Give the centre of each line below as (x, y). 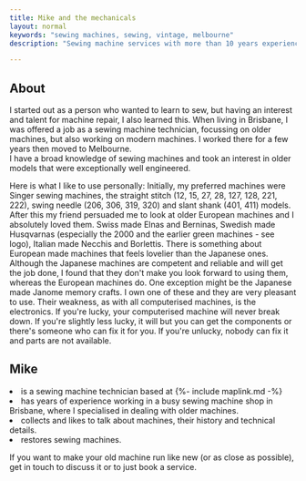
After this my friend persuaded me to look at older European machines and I (152, 215)
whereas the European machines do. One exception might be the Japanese (151, 282)
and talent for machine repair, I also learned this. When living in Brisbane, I (149, 120)
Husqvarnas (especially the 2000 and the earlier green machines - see (142, 234)
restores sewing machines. (71, 439)
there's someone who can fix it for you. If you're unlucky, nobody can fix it (149, 331)
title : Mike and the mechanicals (73, 18)
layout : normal (38, 26)
